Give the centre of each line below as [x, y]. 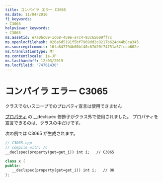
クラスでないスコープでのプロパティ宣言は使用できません [64, 106]
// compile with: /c [27, 147]
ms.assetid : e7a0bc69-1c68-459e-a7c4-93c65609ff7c [59, 38]
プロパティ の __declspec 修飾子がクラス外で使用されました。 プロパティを [82, 117]
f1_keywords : [19, 19]
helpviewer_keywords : [28, 28]
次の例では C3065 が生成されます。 [41, 134]
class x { [15, 161]
